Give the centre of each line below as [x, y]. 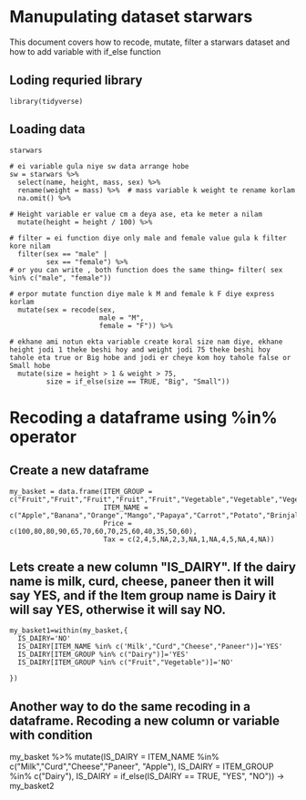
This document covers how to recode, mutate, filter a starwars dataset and [150, 42]
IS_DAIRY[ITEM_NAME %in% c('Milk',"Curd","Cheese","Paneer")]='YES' [150, 647]
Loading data [47, 129]
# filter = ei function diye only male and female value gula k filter [148, 238]
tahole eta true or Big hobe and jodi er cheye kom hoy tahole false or [150, 357]
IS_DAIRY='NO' [44, 639]
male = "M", [122, 318]
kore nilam [30, 246]
